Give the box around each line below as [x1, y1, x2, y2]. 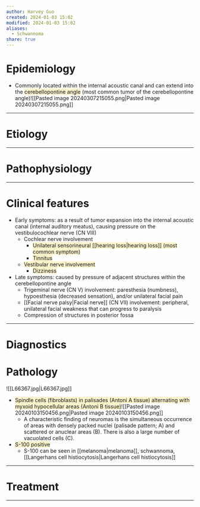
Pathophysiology [6, 162, 92, 176]
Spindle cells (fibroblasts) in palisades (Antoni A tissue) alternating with [14, 396, 190, 403]
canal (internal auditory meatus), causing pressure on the [14, 222, 156, 230]
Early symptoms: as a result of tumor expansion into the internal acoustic [14, 216, 194, 224]
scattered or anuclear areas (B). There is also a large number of [23, 428, 180, 435]
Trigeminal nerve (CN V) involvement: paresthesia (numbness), [23, 286, 179, 293]
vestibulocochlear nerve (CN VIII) [14, 229, 97, 236]
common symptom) [32, 248, 81, 255]
